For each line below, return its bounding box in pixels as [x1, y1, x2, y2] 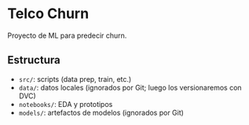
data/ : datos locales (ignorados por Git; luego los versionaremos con [18, 83, 242, 92]
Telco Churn [7, 5, 90, 23]
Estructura [7, 53, 60, 67]
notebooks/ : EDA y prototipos [18, 99, 113, 108]
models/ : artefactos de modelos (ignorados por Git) [18, 108, 184, 117]
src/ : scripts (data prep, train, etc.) [18, 74, 132, 83]
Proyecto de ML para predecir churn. [7, 31, 127, 40]
